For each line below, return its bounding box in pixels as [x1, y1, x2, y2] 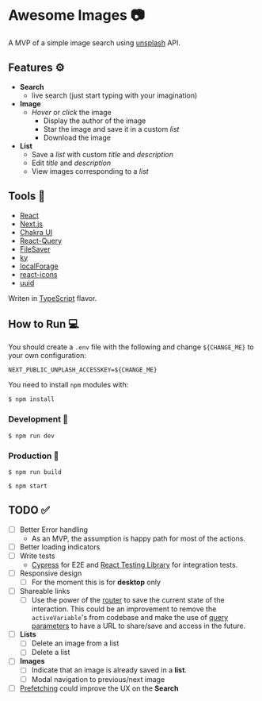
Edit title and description [31, 158, 112, 168]
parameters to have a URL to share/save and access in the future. [31, 621, 246, 631]
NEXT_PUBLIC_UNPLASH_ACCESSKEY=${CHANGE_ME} [8, 366, 158, 374]
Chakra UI [19, 227, 53, 237]
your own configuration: [8, 351, 87, 360]
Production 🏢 [8, 450, 59, 461]
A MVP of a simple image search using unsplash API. [8, 37, 180, 48]
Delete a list [31, 648, 70, 657]
